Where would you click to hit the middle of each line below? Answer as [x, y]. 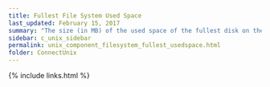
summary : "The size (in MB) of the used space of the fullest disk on [129, 30]
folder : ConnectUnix [43, 53]
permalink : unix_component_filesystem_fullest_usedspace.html [115, 45]
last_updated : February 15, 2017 [64, 23]
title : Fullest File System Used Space [75, 16]
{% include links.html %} [49, 75]
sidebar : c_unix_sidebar [50, 38]
